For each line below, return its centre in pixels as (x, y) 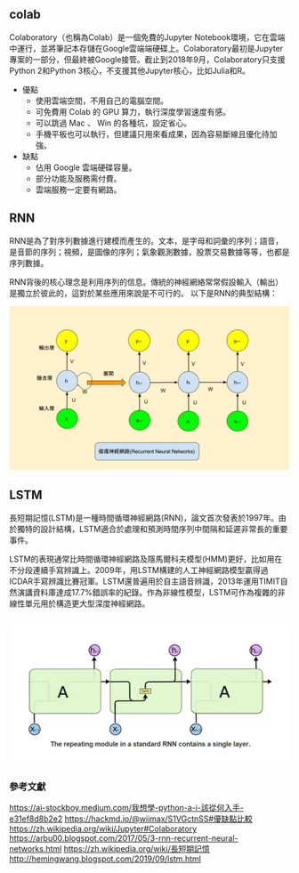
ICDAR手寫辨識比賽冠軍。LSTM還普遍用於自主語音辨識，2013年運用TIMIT (145, 581)
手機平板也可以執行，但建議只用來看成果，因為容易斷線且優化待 (152, 133)
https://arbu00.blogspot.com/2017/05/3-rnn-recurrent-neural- (124, 838)
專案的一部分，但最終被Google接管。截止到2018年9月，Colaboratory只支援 (147, 59)
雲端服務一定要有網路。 (78, 190)
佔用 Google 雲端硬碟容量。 (86, 167)
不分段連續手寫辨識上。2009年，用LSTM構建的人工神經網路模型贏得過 (139, 570)
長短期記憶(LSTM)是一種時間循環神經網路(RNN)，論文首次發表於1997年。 (144, 517)
